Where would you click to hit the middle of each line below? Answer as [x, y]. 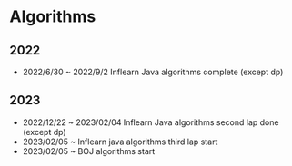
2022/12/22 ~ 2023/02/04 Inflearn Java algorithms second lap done [151, 122]
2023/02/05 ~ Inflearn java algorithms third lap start [120, 142]
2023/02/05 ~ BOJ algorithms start [89, 151]
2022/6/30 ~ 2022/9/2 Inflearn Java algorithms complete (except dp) [153, 72]
